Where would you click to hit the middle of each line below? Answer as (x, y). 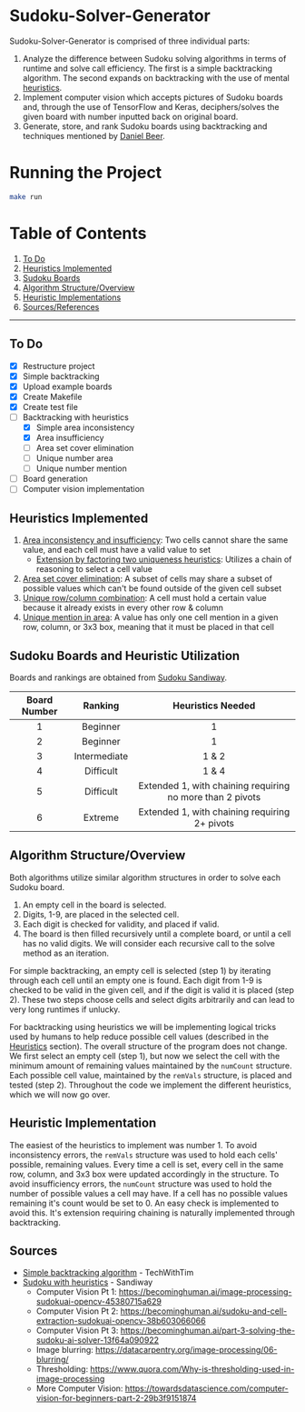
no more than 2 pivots (214, 796)
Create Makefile (52, 396)
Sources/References (61, 306)
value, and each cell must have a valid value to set (117, 550)
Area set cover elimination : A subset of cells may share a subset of (147, 579)
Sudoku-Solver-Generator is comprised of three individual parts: (130, 41)
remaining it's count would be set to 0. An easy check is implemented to (144, 1203)
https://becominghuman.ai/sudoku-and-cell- (204, 1311)
